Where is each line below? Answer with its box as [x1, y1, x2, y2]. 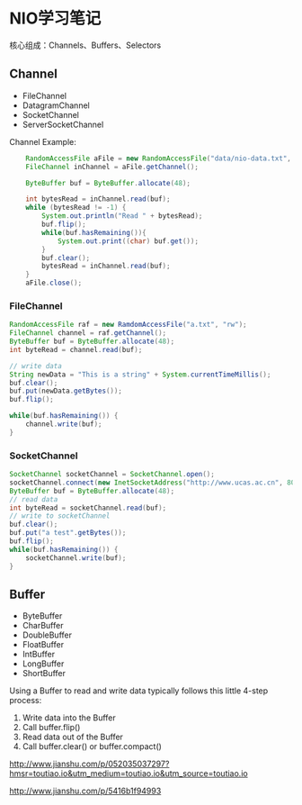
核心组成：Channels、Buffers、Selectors [9, 40, 162, 50]
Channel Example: [9, 136, 76, 147]
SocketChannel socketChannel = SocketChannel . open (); [9, 470, 216, 479]
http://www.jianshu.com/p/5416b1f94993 [9, 785, 162, 797]
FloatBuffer [22, 639, 65, 650]
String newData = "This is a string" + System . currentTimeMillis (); [9, 370, 271, 379]
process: [9, 695, 42, 706]
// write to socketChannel [9, 511, 111, 520]
